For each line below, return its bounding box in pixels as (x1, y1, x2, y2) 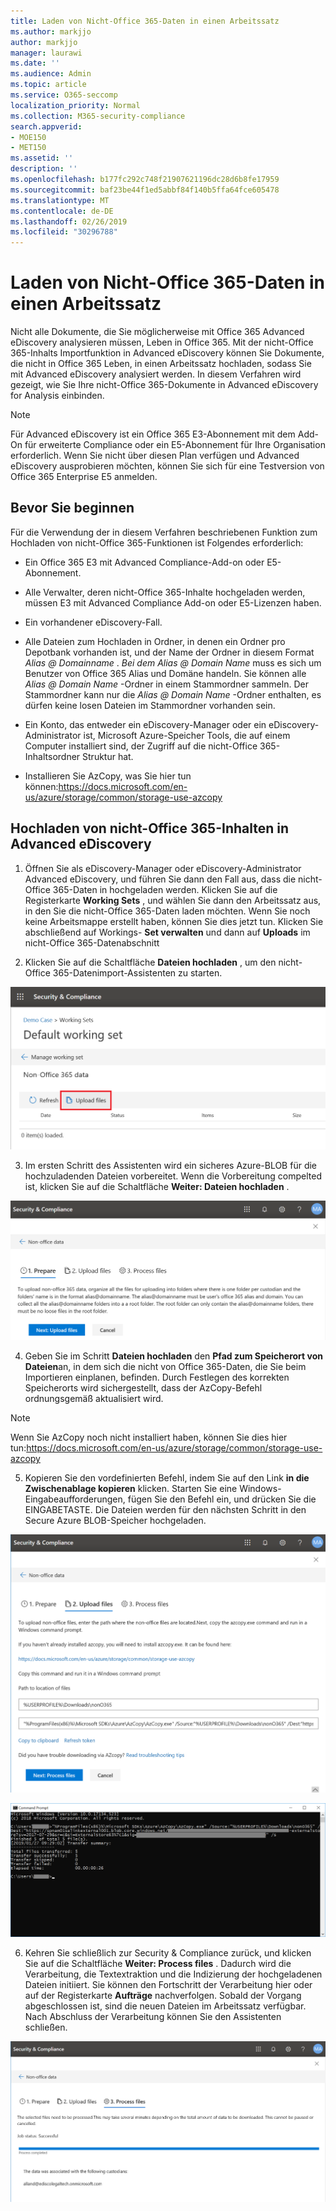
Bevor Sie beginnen (10, 500, 135, 517)
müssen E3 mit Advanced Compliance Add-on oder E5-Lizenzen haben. (24, 596, 322, 609)
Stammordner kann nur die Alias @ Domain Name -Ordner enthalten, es (24, 688, 322, 700)
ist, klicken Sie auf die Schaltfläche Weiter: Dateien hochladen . (24, 1181, 290, 1193)
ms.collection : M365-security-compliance (10, 111, 186, 121)
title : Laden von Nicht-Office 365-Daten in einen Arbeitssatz (10, 16, 280, 26)
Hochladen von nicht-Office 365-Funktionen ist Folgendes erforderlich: (10, 536, 304, 549)
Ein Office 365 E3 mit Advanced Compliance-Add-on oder (24, 556, 265, 568)
